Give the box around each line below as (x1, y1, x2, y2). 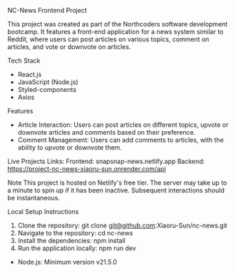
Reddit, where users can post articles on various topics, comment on (7, 35, 210, 43)
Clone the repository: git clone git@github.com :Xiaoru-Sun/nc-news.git (17, 221, 227, 230)
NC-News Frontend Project (7, 6, 87, 14)
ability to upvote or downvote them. (17, 143, 123, 152)
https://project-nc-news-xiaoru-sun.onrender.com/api (7, 165, 166, 173)
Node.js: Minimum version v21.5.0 (17, 258, 118, 266)
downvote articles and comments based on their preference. (17, 128, 196, 136)
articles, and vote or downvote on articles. (7, 43, 131, 51)
